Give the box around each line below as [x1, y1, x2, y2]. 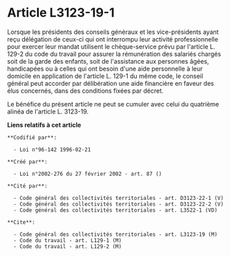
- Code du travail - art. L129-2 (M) [13, 243, 122, 250]
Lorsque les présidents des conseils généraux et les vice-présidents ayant [7, 28, 219, 36]
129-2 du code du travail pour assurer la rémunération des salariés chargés [7, 50, 221, 58]
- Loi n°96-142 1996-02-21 [13, 146, 91, 153]
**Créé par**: [7, 158, 48, 165]
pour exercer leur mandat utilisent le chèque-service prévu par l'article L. [7, 42, 215, 51]
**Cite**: [7, 219, 36, 226]
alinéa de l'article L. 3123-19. [7, 107, 88, 116]
